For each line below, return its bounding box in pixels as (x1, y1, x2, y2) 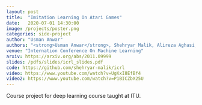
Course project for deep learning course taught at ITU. (6, 92, 141, 100)
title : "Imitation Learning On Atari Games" (6, 14, 122, 20)
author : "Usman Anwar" (6, 37, 63, 43)
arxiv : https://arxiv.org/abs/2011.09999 (6, 53, 112, 59)
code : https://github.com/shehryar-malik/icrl (6, 64, 125, 71)
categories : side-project (6, 31, 71, 37)
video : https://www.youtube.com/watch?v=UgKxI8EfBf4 (6, 70, 141, 76)
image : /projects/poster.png (6, 25, 79, 32)
